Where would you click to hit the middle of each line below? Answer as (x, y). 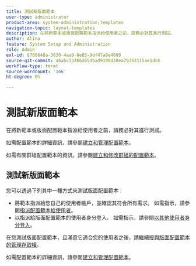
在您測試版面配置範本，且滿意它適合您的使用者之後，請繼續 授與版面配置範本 (98, 237)
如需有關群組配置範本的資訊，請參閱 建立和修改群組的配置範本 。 (83, 155)
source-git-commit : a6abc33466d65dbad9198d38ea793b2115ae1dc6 (83, 60)
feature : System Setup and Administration (58, 45)
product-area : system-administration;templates (65, 22)
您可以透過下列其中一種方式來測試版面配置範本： (65, 190)
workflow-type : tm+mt (32, 66)
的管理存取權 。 (24, 244)
